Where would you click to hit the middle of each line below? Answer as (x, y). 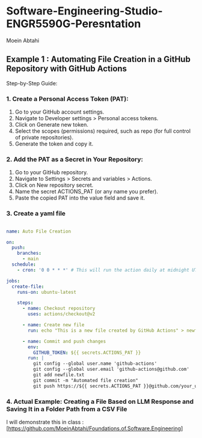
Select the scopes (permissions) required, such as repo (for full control (103, 131)
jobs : (13, 281)
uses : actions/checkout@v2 (62, 314)
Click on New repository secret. (54, 185)
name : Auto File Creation (38, 231)
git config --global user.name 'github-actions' (95, 364)
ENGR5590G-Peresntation (74, 24)
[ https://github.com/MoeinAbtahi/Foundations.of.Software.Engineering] (95, 428)
